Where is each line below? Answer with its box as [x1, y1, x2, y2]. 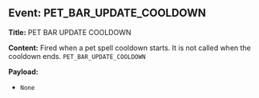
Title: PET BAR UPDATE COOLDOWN [8, 27, 132, 37]
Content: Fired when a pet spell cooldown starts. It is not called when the [8, 43, 251, 53]
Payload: [8, 67, 38, 76]
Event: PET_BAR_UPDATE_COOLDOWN [8, 6, 207, 20]
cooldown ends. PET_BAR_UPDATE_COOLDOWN [8, 51, 146, 61]
